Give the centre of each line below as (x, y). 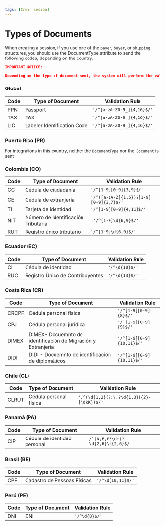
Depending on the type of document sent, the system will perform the (79, 76)
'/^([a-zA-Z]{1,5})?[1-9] (121, 197)
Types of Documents (49, 34)
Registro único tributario (53, 232)
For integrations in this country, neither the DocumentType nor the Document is (82, 151)
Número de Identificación (55, 218)
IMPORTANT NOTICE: (24, 67)
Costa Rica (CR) (24, 290)
